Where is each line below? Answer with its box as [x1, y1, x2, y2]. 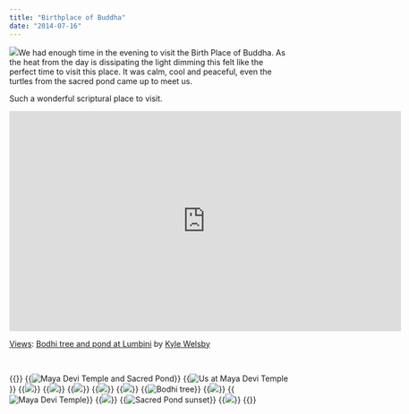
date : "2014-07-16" [9, 21, 82, 30]
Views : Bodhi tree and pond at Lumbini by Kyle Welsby [9, 338, 210, 349]
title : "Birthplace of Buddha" [9, 13, 126, 22]
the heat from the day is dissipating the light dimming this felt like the [9, 56, 264, 67]
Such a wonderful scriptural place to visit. [9, 93, 163, 104]
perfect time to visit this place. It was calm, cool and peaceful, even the [9, 66, 272, 77]
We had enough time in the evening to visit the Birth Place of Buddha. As [18, 46, 286, 58]
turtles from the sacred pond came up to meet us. [9, 75, 193, 86]
